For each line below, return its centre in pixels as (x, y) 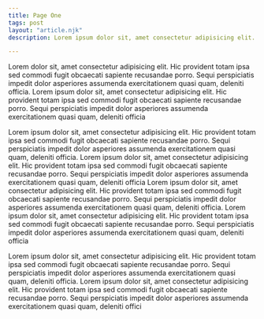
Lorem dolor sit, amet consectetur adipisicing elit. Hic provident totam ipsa (129, 67)
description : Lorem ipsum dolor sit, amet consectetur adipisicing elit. (132, 37)
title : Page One (35, 15)
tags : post (26, 23)
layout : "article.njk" (45, 30)
